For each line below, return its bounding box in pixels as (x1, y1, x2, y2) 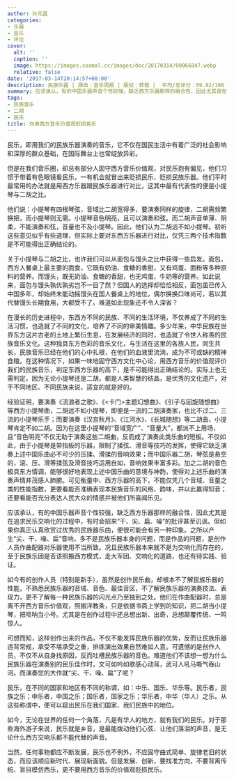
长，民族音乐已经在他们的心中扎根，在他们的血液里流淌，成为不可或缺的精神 (7, 348, 227, 356)
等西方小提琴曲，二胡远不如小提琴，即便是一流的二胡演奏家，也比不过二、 (7, 406, 221, 415)
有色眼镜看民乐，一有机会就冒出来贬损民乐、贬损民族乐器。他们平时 (31, 172, 227, 181)
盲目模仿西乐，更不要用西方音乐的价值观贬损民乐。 (19, 765, 166, 774)
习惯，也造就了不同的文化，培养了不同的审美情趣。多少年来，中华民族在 (13, 321, 221, 330)
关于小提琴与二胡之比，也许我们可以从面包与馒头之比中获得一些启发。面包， (7, 254, 227, 263)
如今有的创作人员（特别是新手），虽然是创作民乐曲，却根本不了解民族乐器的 (7, 575, 224, 583)
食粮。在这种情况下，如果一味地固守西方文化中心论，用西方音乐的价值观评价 (7, 356, 227, 365)
